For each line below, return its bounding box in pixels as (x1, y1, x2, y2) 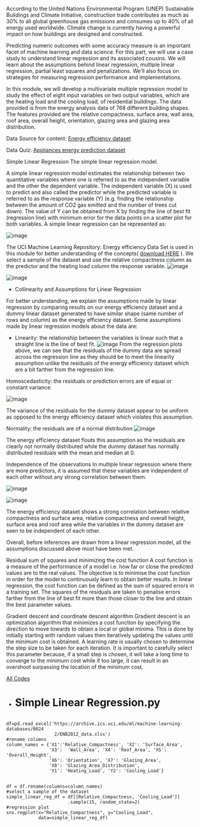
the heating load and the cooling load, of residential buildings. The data (6, 98, 181, 105)
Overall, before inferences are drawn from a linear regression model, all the (6, 539, 191, 546)
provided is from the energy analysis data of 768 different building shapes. (6, 104, 190, 111)
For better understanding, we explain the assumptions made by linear (6, 297, 177, 304)
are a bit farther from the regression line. (14, 366, 115, 373)
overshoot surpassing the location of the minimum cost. (6, 663, 144, 671)
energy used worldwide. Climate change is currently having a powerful (6, 24, 180, 31)
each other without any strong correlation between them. (6, 474, 147, 480)
